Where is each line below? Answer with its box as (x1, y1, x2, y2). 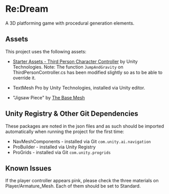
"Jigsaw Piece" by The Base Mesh (12, 94, 86, 100)
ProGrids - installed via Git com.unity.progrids (12, 149, 111, 155)
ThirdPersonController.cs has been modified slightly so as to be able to (12, 69, 163, 75)
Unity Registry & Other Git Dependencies (5, 110, 138, 118)
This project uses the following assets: (5, 48, 87, 54)
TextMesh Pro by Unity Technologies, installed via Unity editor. (12, 84, 145, 91)
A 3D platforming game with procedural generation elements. (5, 20, 135, 26)
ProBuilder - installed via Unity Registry (12, 144, 96, 150)
